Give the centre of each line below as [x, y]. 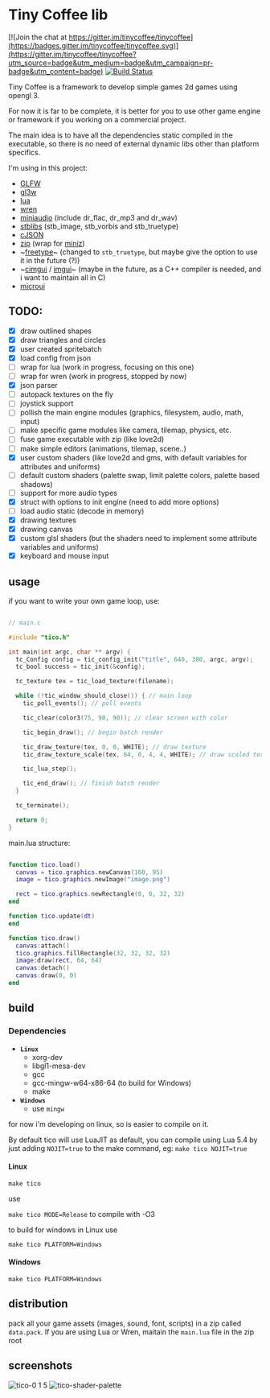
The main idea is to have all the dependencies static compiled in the [121, 135]
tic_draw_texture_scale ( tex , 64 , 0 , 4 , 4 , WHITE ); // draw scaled [136, 754]
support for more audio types [69, 493]
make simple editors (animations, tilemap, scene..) [103, 448]
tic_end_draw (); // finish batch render [91, 784]
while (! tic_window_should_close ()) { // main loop [104, 696]
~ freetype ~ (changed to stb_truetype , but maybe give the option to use [139, 252]
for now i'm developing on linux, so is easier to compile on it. [108, 1124]
